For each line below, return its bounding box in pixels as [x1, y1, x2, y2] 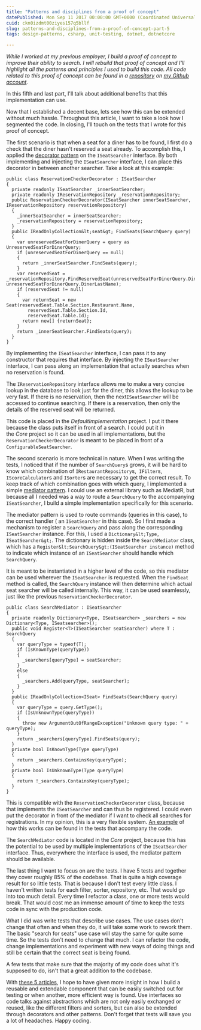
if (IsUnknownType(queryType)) [17, 710, 95, 716]
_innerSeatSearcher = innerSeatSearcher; [17, 213, 121, 219]
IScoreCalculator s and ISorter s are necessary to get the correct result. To [6, 474, 191, 481]
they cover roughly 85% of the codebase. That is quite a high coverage [6, 874, 182, 881]
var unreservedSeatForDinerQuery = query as [17, 239, 130, 245]
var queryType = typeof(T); [17, 641, 87, 648]
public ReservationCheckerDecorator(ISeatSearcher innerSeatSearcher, [11, 197, 191, 203]
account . [6, 79, 29, 86]
